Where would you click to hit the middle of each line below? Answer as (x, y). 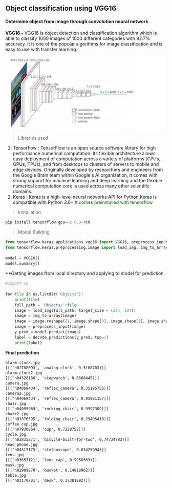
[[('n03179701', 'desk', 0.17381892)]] (48, 480)
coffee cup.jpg (21, 424)
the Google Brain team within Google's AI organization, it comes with (85, 175)
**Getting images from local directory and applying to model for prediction (84, 273)
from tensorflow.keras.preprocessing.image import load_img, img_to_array (87, 247)
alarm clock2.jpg (24, 373)
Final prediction (22, 352)
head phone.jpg (21, 444)
